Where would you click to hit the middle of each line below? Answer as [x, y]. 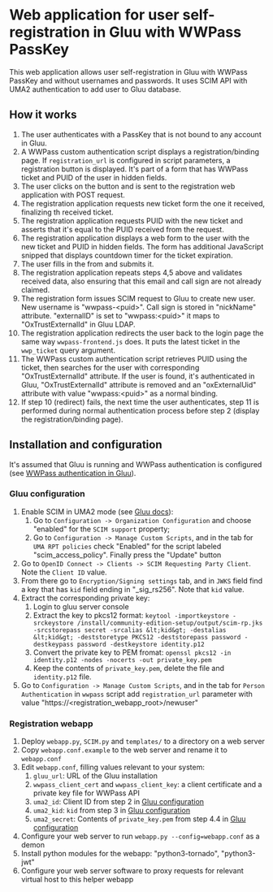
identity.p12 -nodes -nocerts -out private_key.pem [122, 660]
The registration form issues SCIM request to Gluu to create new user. [138, 298]
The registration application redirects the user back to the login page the [142, 333]
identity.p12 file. [62, 677]
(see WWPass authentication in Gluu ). [73, 473]
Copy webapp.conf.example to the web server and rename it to [124, 750]
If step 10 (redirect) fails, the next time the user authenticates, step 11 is [140, 402]
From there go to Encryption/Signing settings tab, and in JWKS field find [142, 580]
